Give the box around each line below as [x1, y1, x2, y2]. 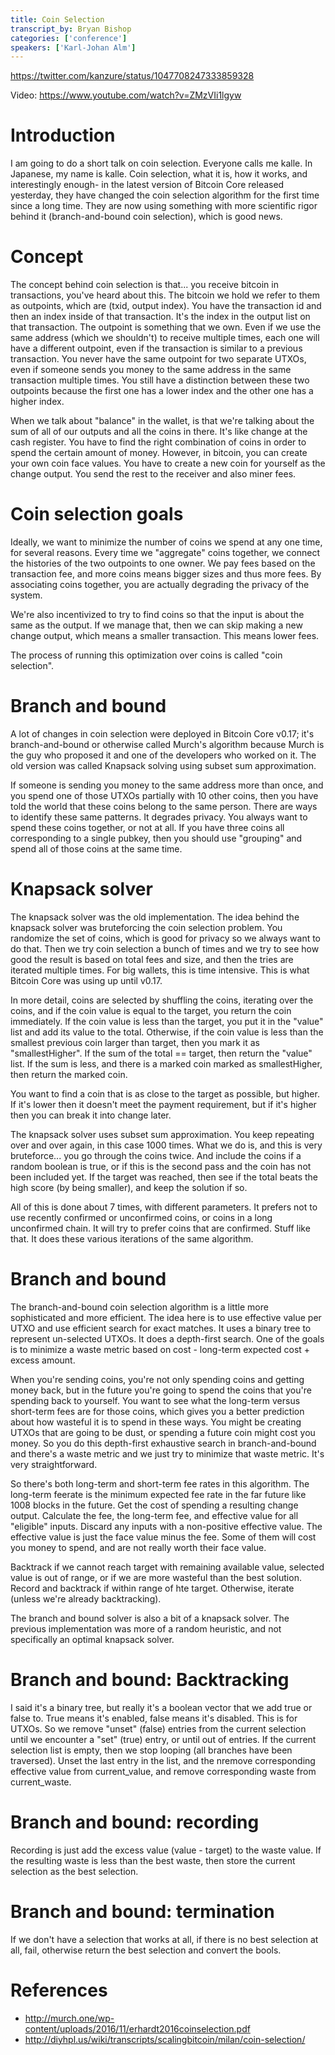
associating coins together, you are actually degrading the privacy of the [10, 579, 310, 591]
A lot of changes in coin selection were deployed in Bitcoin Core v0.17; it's [10, 728, 315, 740]
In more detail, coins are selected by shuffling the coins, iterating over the [10, 994, 314, 1006]
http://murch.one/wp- [24, 2012, 115, 2024]
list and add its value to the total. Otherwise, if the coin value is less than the [10, 1026, 324, 1038]
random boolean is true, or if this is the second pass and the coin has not [10, 1160, 312, 1172]
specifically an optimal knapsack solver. [10, 1633, 175, 1645]
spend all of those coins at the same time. [10, 843, 183, 855]
